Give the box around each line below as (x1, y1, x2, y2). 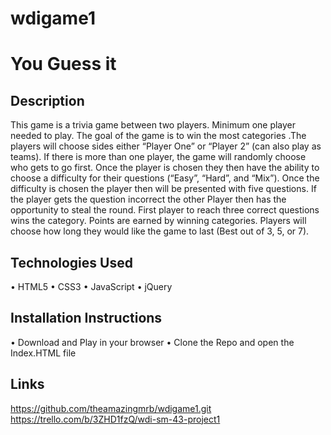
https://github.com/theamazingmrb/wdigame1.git (10, 402, 212, 414)
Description (10, 92, 85, 109)
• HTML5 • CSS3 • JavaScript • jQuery (10, 281, 173, 292)
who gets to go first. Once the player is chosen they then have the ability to (10, 162, 320, 174)
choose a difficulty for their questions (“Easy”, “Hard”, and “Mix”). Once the (10, 172, 320, 184)
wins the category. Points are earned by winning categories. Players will (10, 215, 307, 227)
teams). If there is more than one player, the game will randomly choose (10, 151, 307, 163)
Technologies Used (10, 254, 133, 271)
